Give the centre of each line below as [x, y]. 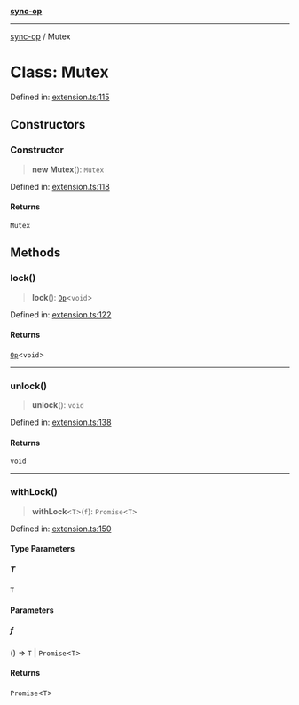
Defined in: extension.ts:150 [61, 529]
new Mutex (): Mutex [68, 169]
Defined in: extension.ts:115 [60, 97]
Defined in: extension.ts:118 [60, 186]
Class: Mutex [59, 72]
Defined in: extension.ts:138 [61, 422]
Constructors [48, 125]
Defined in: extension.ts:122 [61, 314]
